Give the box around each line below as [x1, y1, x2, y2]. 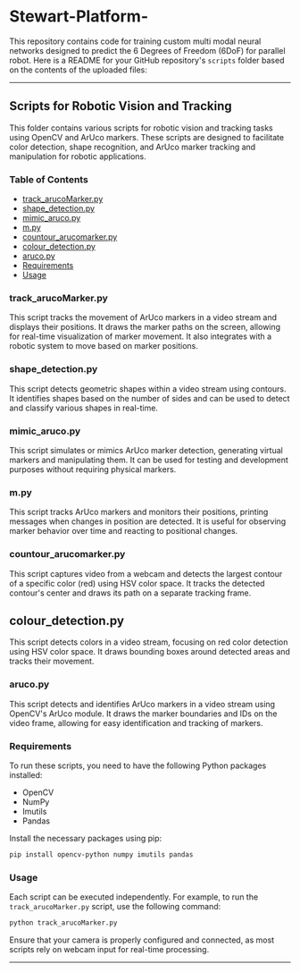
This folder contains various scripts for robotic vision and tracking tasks [9, 123, 274, 133]
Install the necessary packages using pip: [9, 833, 162, 843]
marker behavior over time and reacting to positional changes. [9, 526, 238, 537]
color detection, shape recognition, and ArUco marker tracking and [9, 141, 256, 152]
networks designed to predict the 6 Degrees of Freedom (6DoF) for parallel [9, 45, 286, 55]
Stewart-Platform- [9, 6, 149, 27]
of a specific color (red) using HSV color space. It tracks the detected [9, 578, 265, 588]
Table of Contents [9, 173, 89, 185]
